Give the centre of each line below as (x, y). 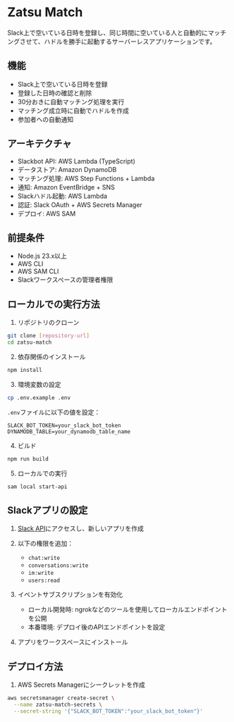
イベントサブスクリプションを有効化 (70, 595)
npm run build (28, 459)
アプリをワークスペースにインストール (73, 642)
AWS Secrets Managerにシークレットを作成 (81, 685)
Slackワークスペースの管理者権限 (65, 280)
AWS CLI (30, 264)
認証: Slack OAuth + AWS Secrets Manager (80, 204)
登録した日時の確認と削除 (55, 93)
